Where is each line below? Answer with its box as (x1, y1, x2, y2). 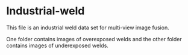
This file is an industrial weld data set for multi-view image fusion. (6, 24, 170, 31)
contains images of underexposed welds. (6, 42, 108, 49)
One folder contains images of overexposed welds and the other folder (6, 35, 182, 42)
